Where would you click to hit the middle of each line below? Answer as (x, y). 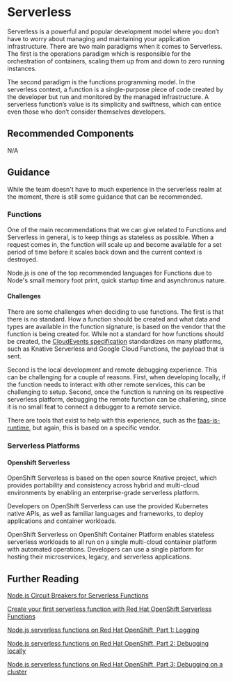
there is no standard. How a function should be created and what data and (114, 319)
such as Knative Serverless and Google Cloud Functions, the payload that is (116, 349)
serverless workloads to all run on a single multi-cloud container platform (112, 542)
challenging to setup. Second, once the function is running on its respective (116, 392)
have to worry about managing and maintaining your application (99, 38)
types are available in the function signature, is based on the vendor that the (116, 327)
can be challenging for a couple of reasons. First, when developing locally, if (116, 377)
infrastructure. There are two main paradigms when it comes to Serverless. (115, 46)
